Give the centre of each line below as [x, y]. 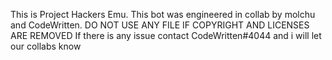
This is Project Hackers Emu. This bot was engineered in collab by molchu [163, 14]
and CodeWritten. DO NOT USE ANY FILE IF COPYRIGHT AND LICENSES [160, 25]
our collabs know [46, 46]
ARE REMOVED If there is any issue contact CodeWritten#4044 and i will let [166, 35]
